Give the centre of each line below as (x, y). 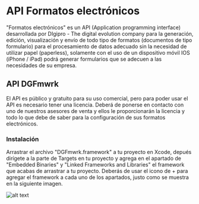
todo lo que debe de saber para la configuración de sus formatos (86, 117)
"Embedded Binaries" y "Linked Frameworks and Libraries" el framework (95, 165)
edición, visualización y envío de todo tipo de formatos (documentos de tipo (99, 40)
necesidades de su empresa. (42, 65)
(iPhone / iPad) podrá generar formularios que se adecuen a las (84, 59)
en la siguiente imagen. (35, 184)
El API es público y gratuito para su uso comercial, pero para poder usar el (97, 98)
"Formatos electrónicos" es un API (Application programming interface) (94, 27)
